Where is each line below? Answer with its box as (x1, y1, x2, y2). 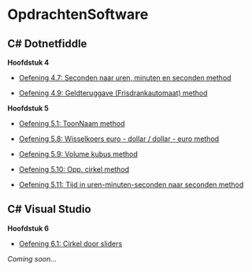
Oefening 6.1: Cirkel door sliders (18, 239, 123, 248)
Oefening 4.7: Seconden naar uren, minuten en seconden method (18, 73, 232, 82)
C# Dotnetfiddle (7, 37, 87, 50)
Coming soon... (7, 254, 57, 263)
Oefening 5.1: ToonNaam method (18, 119, 125, 128)
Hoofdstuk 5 (7, 104, 49, 113)
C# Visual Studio (7, 202, 91, 216)
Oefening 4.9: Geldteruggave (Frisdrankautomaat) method (18, 88, 208, 98)
